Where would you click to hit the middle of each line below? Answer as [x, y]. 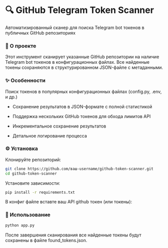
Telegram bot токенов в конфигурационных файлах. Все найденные [77, 62]
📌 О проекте [21, 46]
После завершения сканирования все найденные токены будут [73, 235]
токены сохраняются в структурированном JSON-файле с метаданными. [84, 68]
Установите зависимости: [33, 183]
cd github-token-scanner [31, 173]
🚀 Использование [28, 215]
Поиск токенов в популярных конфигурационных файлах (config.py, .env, [83, 91]
